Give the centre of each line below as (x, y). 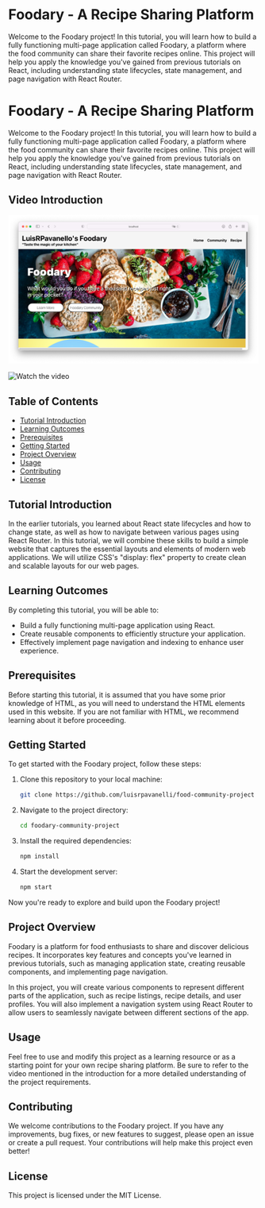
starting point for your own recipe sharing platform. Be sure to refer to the (129, 1065)
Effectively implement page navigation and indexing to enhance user (132, 642)
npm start (36, 887)
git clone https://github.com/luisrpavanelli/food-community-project (137, 795)
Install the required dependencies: (76, 841)
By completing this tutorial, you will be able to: (84, 610)
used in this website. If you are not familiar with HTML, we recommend (124, 712)
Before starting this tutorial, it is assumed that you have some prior (117, 695)
